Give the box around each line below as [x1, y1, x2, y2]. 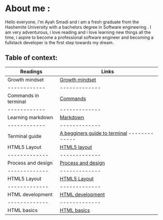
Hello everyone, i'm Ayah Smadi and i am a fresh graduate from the [5, 19, 139, 25]
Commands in [7, 92, 39, 99]
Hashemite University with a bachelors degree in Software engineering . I [5, 24, 151, 30]
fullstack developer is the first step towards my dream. [5, 39, 114, 45]
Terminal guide [7, 133, 42, 139]
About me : [5, 3, 50, 14]
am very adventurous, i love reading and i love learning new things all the [5, 29, 151, 35]
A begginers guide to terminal [60, 130, 128, 136]
